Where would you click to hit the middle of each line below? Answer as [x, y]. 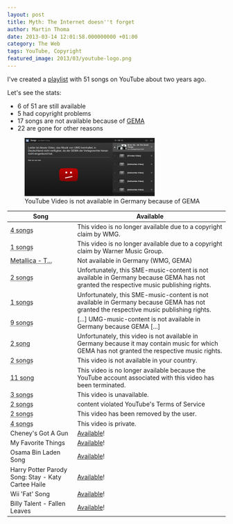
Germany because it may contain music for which [148, 344]
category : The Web [34, 44]
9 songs [21, 323]
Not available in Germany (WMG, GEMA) [135, 261]
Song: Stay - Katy [36, 477]
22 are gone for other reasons [60, 128]
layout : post [26, 15]
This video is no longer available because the [141, 370]
